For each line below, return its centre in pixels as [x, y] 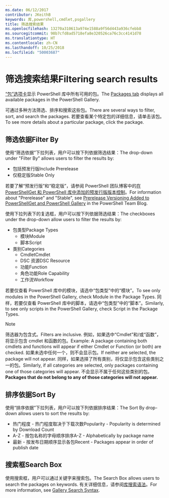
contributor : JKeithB [28, 15]
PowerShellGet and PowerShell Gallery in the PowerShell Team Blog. [77, 203]
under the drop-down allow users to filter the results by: [64, 220]
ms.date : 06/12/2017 [27, 10]
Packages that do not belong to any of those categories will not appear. [82, 377]
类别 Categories [28, 249]
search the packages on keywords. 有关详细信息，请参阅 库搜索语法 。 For [81, 484]
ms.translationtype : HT [30, 39]
